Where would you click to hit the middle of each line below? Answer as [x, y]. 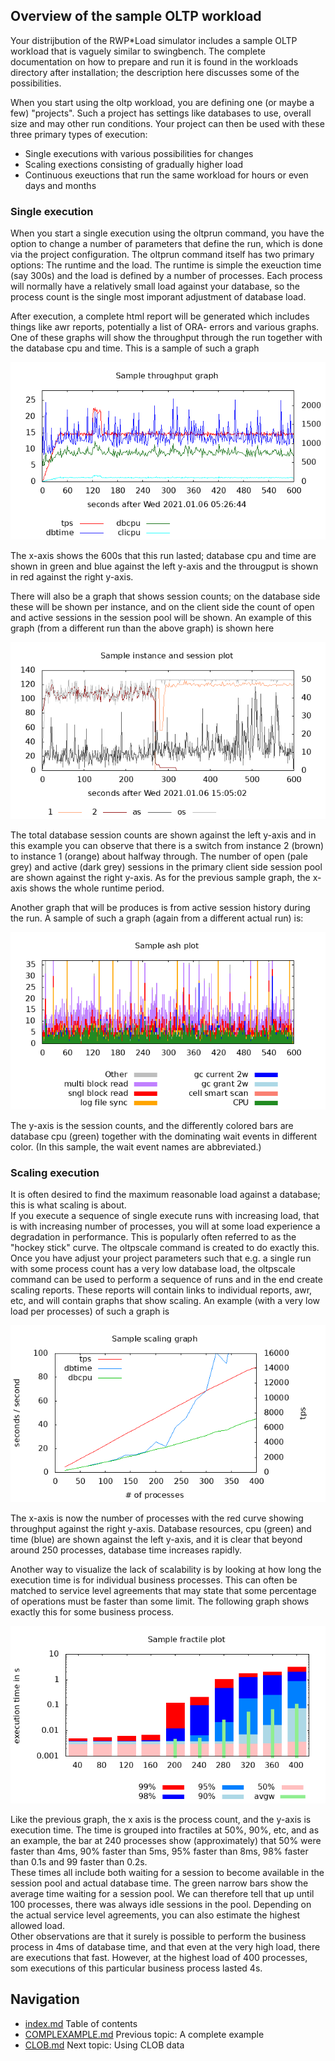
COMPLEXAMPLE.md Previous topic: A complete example [144, 2034]
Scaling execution [55, 1172]
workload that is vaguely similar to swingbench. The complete [138, 51]
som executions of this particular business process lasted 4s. [136, 1968]
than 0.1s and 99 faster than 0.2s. [79, 1861]
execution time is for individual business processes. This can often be [154, 1580]
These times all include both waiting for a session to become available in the [167, 1872]
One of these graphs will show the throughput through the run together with [166, 338]
